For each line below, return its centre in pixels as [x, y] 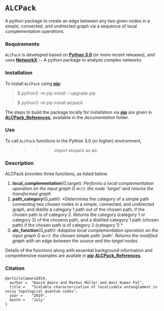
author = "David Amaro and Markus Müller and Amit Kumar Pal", [77, 283]
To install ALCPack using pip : [33, 83]
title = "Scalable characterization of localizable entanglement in [83, 287]
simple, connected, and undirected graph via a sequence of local [71, 26]
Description [19, 163]
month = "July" [27, 300]
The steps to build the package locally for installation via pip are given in [79, 112]
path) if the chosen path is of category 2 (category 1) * [67, 225]
